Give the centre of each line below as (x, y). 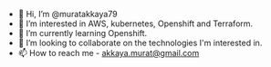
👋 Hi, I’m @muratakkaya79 (68, 14)
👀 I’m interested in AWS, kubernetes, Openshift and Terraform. (135, 24)
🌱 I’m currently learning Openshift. (83, 33)
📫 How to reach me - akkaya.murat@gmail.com (109, 53)
